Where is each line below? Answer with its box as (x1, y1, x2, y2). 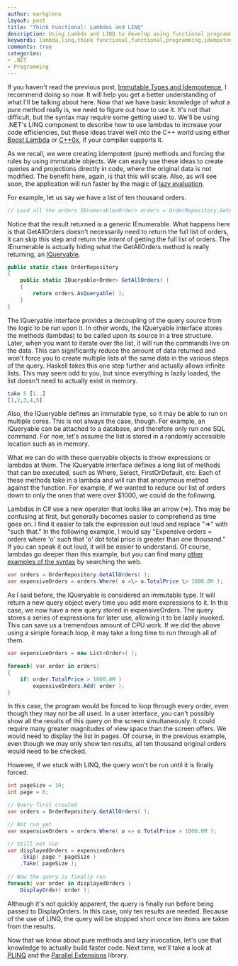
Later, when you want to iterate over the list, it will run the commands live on (7, 339, 229, 347)
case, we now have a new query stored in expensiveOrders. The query (7, 606, 214, 615)
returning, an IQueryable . (7, 250, 81, 258)
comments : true (7, 43, 52, 50)
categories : (7, 50, 42, 57)
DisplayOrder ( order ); (20, 887, 91, 894)
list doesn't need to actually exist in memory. (7, 376, 138, 385)
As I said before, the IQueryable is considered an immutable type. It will (7, 591, 215, 600)
